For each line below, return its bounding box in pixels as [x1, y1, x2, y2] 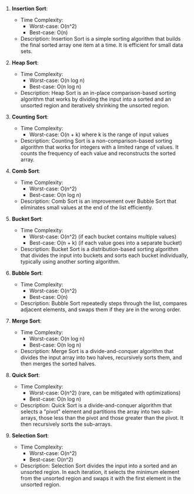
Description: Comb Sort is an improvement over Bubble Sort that [20, 197, 176, 205]
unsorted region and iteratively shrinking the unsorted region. [20, 102, 169, 108]
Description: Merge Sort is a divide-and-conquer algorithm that [20, 348, 174, 354]
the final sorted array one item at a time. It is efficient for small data [20, 41, 183, 48]
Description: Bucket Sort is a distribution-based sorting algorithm [20, 246, 179, 252]
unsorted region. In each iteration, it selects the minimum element [20, 469, 180, 475]
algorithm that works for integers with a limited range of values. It [20, 144, 179, 150]
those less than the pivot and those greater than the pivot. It [39, 414, 184, 421]
